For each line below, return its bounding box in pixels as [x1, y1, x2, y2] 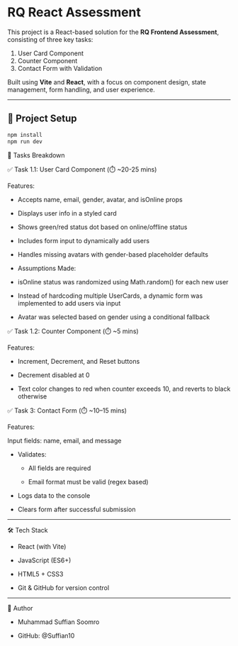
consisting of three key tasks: [7, 35, 93, 43]
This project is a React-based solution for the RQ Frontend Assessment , [7, 28, 220, 36]
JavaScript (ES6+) [17, 556, 72, 564]
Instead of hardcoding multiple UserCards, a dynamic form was [17, 291, 203, 300]
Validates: [17, 450, 47, 458]
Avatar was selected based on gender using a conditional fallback [17, 313, 210, 321]
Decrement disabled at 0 [17, 370, 90, 379]
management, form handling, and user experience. [7, 85, 156, 94]
